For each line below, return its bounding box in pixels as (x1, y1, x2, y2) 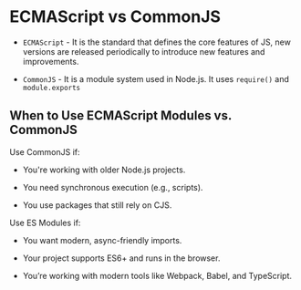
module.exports (22, 83, 81, 92)
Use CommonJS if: (9, 146, 80, 157)
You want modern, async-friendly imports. (22, 234, 182, 245)
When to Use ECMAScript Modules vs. (9, 108, 233, 124)
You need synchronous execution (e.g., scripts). (22, 181, 203, 192)
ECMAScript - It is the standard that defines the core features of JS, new (22, 36, 292, 47)
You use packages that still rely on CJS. (22, 199, 172, 211)
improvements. (22, 56, 79, 67)
